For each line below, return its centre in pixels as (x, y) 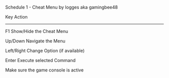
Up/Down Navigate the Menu (35, 41)
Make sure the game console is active (45, 70)
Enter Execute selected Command (40, 60)
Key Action (16, 17)
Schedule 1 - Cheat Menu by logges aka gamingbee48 (62, 7)
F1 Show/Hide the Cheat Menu (37, 31)
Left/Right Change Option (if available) (45, 50)
